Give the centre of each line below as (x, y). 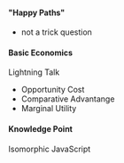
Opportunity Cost (53, 90)
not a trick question (56, 32)
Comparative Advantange (68, 99)
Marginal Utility (49, 109)
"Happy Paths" (37, 12)
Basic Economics (40, 53)
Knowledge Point (40, 129)
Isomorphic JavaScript (50, 149)
